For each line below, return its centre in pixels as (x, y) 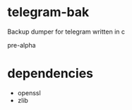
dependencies (50, 74)
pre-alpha (22, 45)
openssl (29, 92)
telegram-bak (48, 12)
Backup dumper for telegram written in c (66, 32)
